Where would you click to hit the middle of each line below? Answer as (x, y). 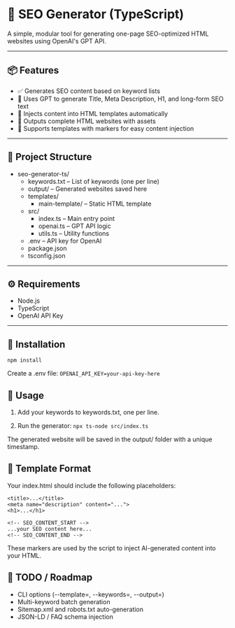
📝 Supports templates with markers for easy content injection (106, 128)
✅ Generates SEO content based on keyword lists (89, 91)
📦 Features (33, 70)
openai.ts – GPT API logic (75, 226)
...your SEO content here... (50, 529)
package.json (47, 248)
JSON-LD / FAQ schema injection (65, 616)
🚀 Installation (36, 344)
